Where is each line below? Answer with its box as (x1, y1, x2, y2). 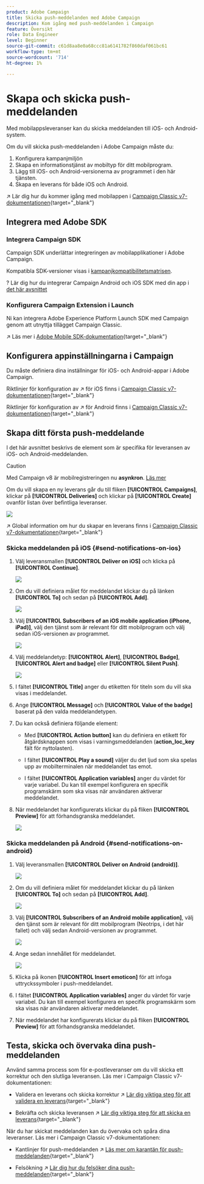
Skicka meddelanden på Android (6, 839, 105, 848)
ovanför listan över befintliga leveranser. (6, 499, 108, 507)
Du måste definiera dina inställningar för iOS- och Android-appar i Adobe (6, 367, 190, 374)
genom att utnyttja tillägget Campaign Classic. (6, 321, 122, 328)
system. (6, 131, 26, 139)
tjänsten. (15, 175, 38, 182)
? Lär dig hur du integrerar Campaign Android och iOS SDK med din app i (6, 279, 189, 287)
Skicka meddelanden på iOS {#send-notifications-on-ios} (6, 544, 181, 552)
